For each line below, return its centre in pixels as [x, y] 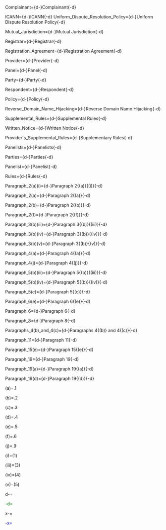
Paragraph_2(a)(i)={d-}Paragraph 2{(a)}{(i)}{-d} [54, 186]
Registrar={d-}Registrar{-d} [33, 41]
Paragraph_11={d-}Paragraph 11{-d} [41, 340]
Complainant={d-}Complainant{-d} [41, 7]
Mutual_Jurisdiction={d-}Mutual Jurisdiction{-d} [55, 32]
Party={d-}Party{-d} [26, 80]
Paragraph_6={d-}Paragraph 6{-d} [40, 311]
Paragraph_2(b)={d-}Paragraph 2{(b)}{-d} [48, 205]
